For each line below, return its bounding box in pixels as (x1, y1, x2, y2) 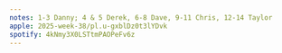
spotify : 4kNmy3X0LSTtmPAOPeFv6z (9, 30, 136, 39)
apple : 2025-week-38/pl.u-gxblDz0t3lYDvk (9, 22, 168, 31)
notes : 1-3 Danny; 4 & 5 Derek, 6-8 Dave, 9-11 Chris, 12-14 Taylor (9, 13, 273, 22)
